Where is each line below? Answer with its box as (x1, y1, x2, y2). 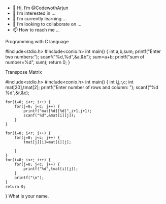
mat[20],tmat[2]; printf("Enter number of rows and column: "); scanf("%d (5, 84, 158, 90)
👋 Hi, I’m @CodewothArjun (12, 5, 69, 11)
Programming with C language (5, 39, 69, 44)
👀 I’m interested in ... (12, 10, 56, 16)
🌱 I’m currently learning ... (12, 16, 67, 21)
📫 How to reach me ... (12, 27, 60, 33)
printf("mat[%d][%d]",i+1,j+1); (23, 108, 92, 113)
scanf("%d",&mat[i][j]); (23, 113, 76, 118)
